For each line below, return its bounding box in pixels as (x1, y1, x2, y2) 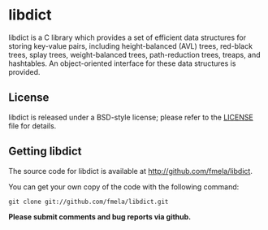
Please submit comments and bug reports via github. (8, 211, 192, 221)
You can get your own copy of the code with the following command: (8, 181, 240, 192)
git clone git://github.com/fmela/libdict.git (8, 197, 169, 206)
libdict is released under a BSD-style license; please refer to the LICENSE (8, 112, 253, 122)
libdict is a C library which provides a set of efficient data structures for (8, 33, 246, 42)
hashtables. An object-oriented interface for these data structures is (8, 59, 236, 68)
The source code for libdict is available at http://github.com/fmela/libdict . (8, 166, 253, 176)
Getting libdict (8, 145, 83, 158)
